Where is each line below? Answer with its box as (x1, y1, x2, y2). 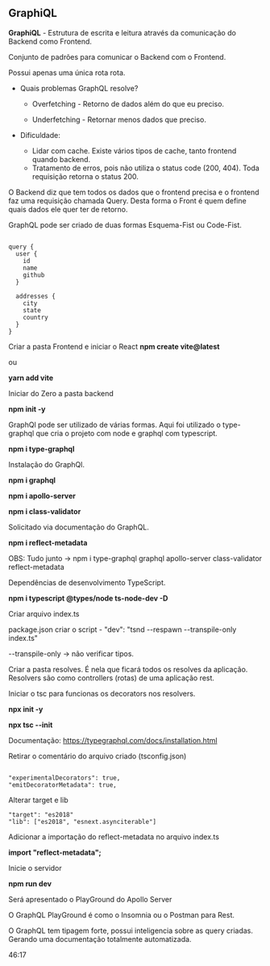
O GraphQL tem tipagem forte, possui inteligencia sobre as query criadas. (8, 926, 254, 935)
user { (15, 249, 38, 257)
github (23, 270, 45, 279)
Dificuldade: (19, 130, 60, 140)
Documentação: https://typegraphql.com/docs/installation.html (8, 735, 218, 745)
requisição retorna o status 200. (31, 171, 139, 181)
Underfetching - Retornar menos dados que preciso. (31, 115, 207, 124)
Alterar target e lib (8, 795, 69, 805)
